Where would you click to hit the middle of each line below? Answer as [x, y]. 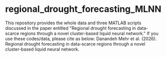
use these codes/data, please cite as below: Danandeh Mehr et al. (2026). [81, 39]
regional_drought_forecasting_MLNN [83, 9]
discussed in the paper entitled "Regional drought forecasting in [71, 28]
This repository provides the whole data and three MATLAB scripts [73, 23]
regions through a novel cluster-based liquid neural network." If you [89, 33]
